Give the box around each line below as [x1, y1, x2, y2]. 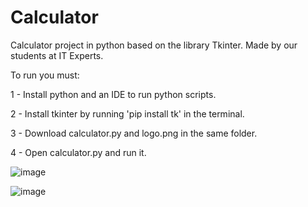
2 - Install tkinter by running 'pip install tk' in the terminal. [10, 107, 245, 120]
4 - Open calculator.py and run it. [10, 146, 147, 158]
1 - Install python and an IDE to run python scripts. [10, 88, 217, 100]
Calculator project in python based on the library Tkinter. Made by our [10, 39, 298, 51]
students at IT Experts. [10, 49, 104, 61]
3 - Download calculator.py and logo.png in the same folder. [10, 127, 258, 139]
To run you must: [10, 69, 80, 81]
